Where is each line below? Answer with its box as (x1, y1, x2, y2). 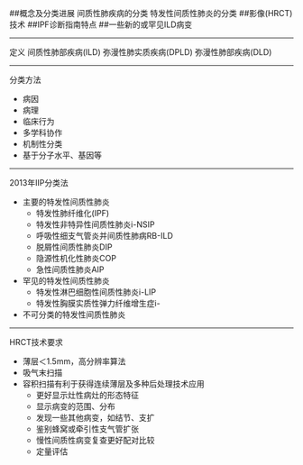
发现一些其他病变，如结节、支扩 (35, 413, 155, 423)
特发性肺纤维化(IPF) (35, 208, 110, 218)
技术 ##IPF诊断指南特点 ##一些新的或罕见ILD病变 (9, 19, 193, 30)
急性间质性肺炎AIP (35, 264, 105, 275)
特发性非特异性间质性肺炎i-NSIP (35, 219, 155, 230)
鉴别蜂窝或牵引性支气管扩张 (35, 424, 140, 434)
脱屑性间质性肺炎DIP (35, 242, 113, 252)
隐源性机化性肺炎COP (35, 253, 117, 263)
